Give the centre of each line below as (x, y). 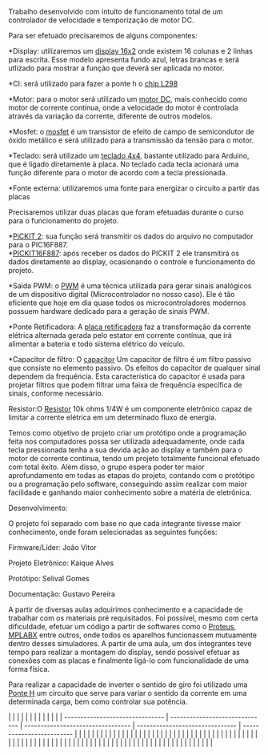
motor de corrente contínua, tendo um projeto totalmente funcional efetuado (134, 458)
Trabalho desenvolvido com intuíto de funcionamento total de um (116, 12)
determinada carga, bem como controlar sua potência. (98, 701)
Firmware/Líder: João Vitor (53, 547)
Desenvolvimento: (38, 508)
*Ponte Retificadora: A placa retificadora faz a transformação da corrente (130, 327)
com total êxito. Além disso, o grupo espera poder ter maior (107, 467)
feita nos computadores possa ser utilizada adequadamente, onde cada (127, 441)
